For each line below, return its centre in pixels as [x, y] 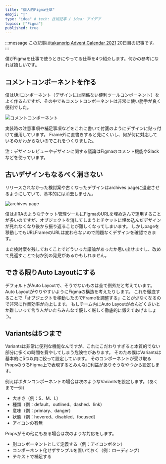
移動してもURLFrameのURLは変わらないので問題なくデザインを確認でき [79, 232]
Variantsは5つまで [33, 333]
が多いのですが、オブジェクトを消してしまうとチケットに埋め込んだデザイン [83, 220]
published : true [22, 28]
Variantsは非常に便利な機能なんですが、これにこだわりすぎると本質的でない [83, 346]
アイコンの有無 [28, 423]
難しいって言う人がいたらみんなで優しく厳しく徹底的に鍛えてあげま [79, 310]
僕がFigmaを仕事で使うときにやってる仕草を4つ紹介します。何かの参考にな [82, 59]
